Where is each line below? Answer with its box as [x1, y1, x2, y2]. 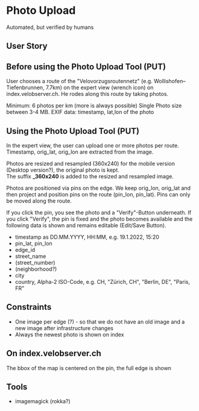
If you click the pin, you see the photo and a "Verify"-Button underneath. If [6, 209, 192, 216]
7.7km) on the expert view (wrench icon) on [45, 84, 154, 91]
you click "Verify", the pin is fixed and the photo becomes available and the [6, 215, 193, 222]
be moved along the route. [6, 197, 72, 204]
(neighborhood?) [14, 265, 57, 272]
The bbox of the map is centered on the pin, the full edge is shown [6, 364, 172, 371]
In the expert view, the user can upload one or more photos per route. [6, 142, 179, 149]
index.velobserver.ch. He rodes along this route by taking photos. [6, 90, 169, 98]
